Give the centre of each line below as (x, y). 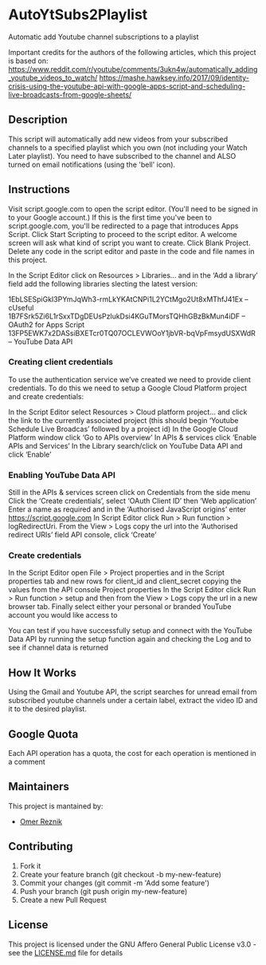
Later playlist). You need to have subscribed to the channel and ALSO (122, 156)
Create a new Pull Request (63, 900)
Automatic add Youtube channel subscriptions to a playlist (104, 37)
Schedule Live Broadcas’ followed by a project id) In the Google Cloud (123, 429)
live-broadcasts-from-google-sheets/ (70, 94)
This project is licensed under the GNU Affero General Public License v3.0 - (132, 944)
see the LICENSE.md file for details (66, 952)
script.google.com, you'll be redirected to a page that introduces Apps (123, 226)
